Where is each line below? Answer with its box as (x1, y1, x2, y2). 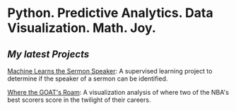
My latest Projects (7, 48, 90, 60)
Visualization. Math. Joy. (7, 20, 157, 36)
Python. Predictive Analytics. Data (7, 5, 213, 21)
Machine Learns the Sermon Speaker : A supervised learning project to (7, 67, 213, 75)
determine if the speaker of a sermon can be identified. (7, 74, 168, 83)
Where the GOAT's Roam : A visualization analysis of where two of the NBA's (7, 88, 230, 96)
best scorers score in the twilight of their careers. (7, 95, 151, 104)
